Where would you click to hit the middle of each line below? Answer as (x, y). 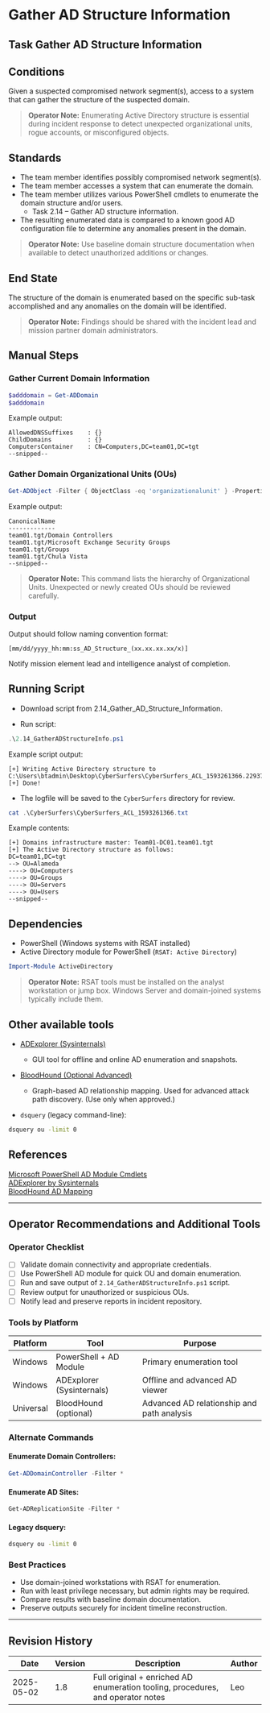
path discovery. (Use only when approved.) (103, 1099)
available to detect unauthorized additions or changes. (118, 253)
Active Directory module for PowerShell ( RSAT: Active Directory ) (128, 952)
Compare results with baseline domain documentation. (110, 1599)
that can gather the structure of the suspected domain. (99, 100)
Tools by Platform (43, 1322)
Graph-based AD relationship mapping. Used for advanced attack (141, 1090)
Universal (30, 1408)
